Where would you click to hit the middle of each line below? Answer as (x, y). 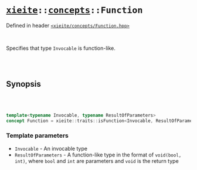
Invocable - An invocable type (51, 148)
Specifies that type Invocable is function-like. (61, 48)
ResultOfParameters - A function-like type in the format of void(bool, (98, 155)
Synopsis (23, 84)
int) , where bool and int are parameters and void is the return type (96, 161)
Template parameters (37, 135)
